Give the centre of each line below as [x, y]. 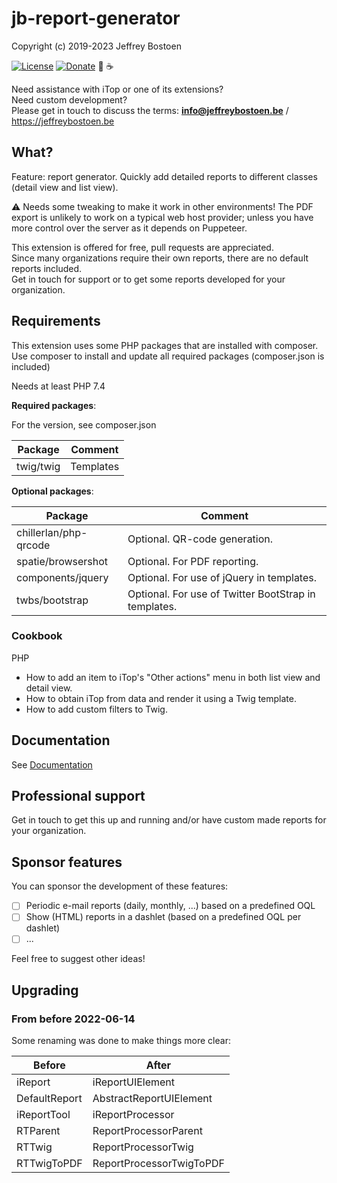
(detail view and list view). [65, 187]
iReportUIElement [134, 1082]
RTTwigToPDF [49, 1164]
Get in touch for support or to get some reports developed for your [148, 279]
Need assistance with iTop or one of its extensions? [117, 89]
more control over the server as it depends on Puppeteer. [129, 228]
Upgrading [45, 990]
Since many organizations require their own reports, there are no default [160, 258]
